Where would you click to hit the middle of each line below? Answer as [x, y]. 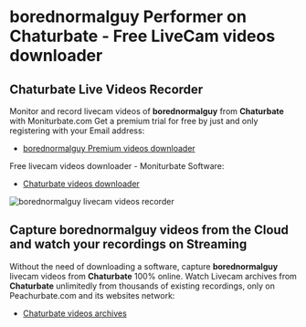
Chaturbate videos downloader [81, 184]
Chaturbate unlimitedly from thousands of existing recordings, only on [142, 286]
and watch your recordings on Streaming [128, 244]
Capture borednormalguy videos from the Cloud [149, 230]
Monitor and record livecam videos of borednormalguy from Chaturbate [147, 111]
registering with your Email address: [77, 131]
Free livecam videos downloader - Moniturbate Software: [117, 166]
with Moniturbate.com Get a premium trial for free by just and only [134, 121]
